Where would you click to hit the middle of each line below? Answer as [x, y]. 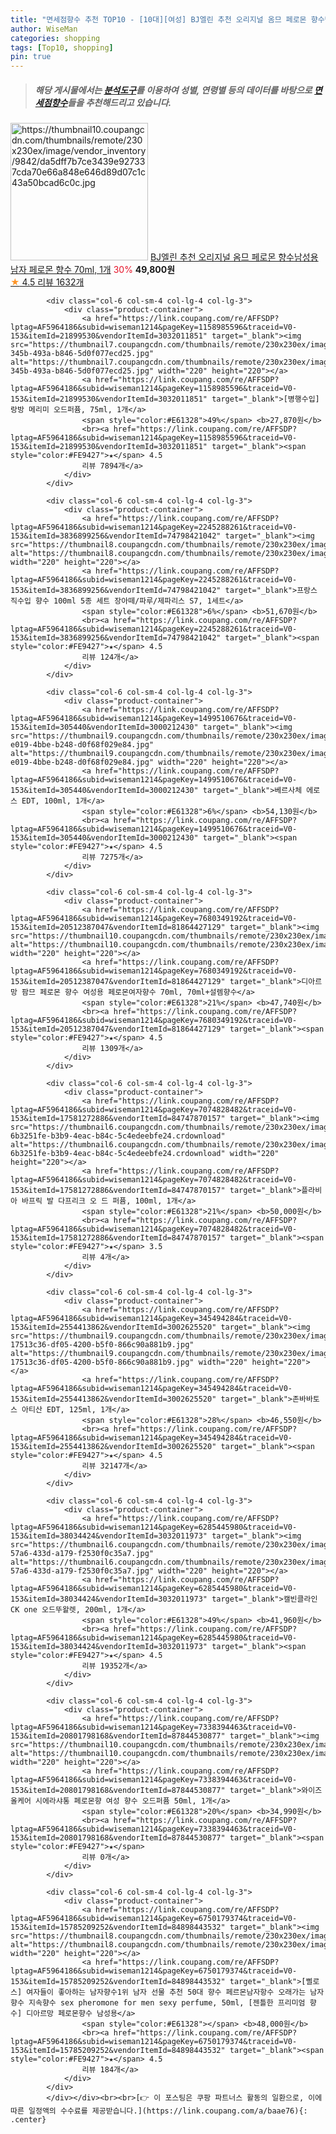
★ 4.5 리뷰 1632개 [47, 282]
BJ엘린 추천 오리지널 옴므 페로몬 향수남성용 [234, 257]
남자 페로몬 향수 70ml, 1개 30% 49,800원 [93, 270]
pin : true [31, 57]
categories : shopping [55, 38]
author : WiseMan [44, 29]
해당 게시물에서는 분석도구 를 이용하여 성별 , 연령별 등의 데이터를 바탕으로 [173, 90]
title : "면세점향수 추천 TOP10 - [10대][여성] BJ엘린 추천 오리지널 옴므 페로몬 [158, 19]
